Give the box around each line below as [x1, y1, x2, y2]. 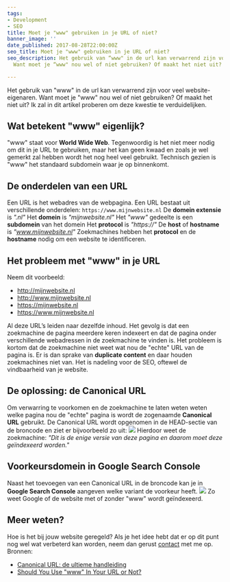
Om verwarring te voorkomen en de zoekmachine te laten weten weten [7, 403, 207, 412]
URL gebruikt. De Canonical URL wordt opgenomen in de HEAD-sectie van [7, 418, 218, 426]
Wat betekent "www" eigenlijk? [7, 121, 145, 132]
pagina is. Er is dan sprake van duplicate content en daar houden [7, 351, 193, 359]
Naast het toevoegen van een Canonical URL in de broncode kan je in [7, 478, 203, 487]
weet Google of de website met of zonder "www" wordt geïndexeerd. [7, 494, 203, 502]
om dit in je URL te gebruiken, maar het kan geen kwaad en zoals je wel [7, 145, 209, 154]
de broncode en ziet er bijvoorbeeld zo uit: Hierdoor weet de [7, 426, 186, 434]
